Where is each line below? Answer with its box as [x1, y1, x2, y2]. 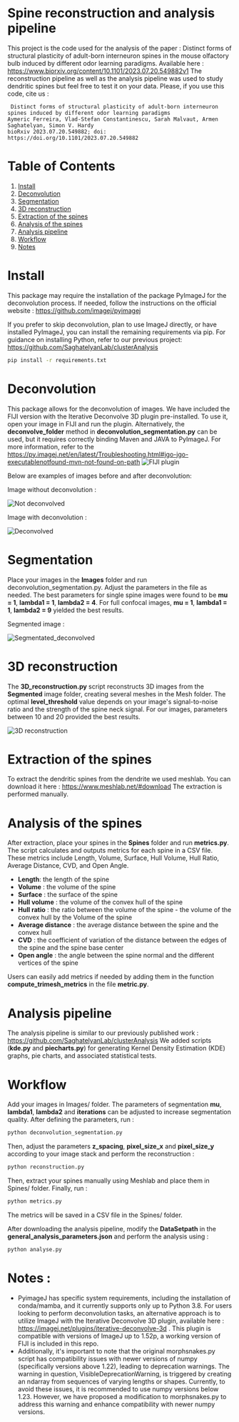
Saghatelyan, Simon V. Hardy [7, 121, 94, 129]
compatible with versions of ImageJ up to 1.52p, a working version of [17, 1331, 221, 1340]
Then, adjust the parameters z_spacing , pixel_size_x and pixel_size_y [7, 1142, 215, 1151]
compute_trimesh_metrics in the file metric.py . [7, 980, 149, 988]
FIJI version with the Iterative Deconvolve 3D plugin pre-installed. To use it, [7, 412, 228, 421]
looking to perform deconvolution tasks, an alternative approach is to [17, 1308, 221, 1317]
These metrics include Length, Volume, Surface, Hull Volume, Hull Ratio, [7, 853, 220, 862]
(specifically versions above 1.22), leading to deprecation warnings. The [17, 1362, 230, 1371]
